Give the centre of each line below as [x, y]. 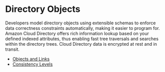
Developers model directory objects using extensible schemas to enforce [80, 23]
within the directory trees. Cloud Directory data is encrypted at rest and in [81, 44]
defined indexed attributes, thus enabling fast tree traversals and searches [82, 39]
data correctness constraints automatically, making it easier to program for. [82, 28]
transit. [12, 49]
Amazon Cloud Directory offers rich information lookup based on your [77, 33]
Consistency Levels [32, 64]
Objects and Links [31, 59]
